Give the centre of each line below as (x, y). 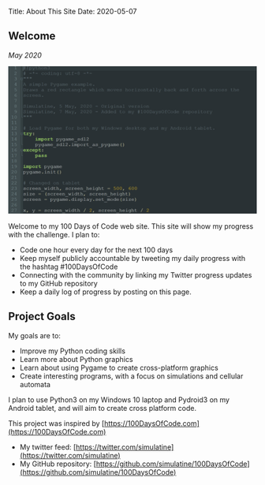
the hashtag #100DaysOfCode (69, 267)
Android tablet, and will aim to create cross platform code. (103, 408)
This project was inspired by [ (56, 423)
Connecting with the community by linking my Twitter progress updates (136, 274)
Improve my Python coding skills (73, 351)
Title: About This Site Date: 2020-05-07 (73, 11)
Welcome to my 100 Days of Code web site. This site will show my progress (131, 226)
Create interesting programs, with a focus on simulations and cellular (131, 376)
